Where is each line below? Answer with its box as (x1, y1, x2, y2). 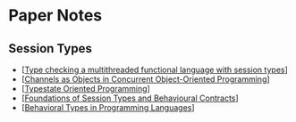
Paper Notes (8, 5, 103, 26)
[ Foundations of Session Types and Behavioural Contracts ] (21, 93, 239, 103)
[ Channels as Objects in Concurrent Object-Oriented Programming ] (21, 74, 270, 85)
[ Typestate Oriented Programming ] (21, 84, 151, 94)
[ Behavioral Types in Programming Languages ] (21, 102, 195, 112)
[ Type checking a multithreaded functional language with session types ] (21, 64, 288, 75)
